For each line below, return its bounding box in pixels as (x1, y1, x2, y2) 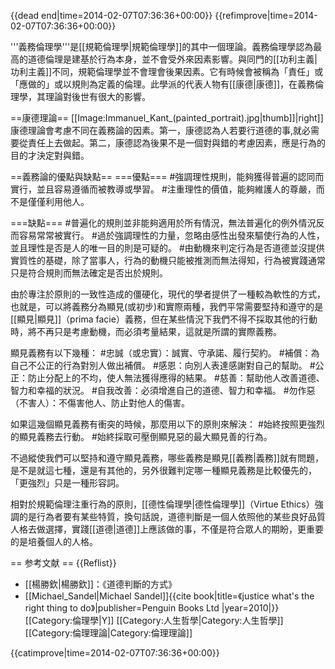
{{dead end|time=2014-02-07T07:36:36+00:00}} (10, 10, 213, 21)
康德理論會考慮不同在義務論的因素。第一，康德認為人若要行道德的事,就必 (10, 125, 312, 136)
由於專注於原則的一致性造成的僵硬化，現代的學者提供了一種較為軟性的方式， (10, 288, 326, 300)
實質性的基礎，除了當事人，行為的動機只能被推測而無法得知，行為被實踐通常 (10, 255, 326, 266)
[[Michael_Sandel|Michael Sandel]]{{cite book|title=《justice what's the (24, 590, 315, 602)
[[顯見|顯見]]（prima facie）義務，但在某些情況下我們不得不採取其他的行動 (10, 313, 318, 325)
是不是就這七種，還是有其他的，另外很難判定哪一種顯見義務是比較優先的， (10, 465, 317, 476)
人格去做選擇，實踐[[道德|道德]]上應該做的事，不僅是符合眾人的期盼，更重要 (10, 523, 325, 535)
